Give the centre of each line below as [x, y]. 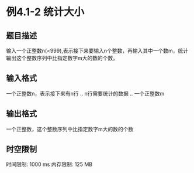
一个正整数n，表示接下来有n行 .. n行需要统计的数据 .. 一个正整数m [85, 93]
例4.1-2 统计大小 [45, 12]
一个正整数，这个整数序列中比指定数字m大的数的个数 [70, 129]
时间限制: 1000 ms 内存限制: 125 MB [49, 164]
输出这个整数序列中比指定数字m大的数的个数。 [62, 58]
